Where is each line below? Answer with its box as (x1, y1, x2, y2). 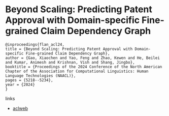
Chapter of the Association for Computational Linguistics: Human (5, 69, 149, 74)
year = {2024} (5, 82, 36, 87)
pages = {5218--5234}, (5, 77, 53, 82)
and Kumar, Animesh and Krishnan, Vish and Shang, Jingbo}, (5, 60, 136, 65)
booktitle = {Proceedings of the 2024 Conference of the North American (5, 64, 162, 69)
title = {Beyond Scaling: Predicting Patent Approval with (5, 46, 133, 51)
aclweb (12, 105, 28, 111)
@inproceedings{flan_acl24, (5, 42, 65, 47)
